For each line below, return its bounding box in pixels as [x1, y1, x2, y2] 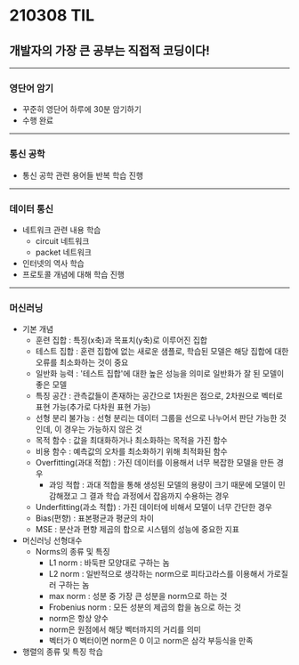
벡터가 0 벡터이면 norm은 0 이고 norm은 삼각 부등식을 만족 [48, 636, 254, 646]
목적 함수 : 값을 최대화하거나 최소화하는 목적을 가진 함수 [35, 435, 229, 446]
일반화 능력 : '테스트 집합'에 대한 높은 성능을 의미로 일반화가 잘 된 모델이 [35, 369, 285, 379]
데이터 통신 [9, 202, 54, 215]
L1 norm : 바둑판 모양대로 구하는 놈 [48, 557, 171, 568]
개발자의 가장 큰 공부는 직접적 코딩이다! [9, 43, 211, 58]
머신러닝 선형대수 [21, 535, 83, 546]
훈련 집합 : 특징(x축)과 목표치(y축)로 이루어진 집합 [35, 335, 207, 345]
